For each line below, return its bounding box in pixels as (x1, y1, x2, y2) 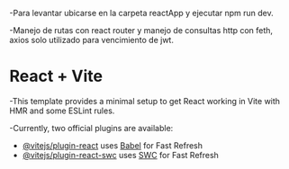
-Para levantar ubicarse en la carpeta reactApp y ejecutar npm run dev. (9, 8, 275, 18)
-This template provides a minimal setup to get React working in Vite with (9, 95, 281, 106)
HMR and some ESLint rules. (9, 105, 115, 116)
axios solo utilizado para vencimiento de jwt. (9, 35, 174, 45)
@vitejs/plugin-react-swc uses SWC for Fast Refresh (22, 149, 219, 160)
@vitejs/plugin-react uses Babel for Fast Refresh (22, 139, 203, 151)
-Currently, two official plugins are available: (9, 122, 174, 133)
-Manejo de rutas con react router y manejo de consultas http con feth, (9, 25, 273, 35)
